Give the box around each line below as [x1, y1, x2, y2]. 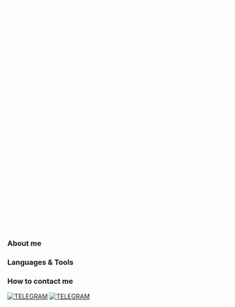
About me [7, 238, 42, 248]
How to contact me [7, 276, 74, 286]
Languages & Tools [7, 257, 74, 267]
